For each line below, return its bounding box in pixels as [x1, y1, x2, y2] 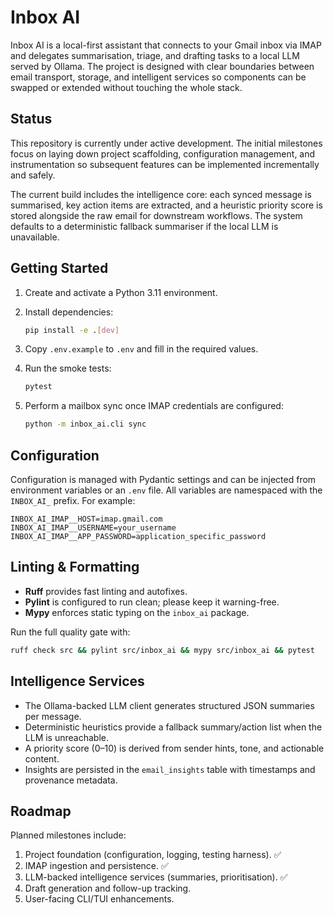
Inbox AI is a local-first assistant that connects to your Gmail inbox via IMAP [10, 39, 322, 51]
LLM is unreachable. [24, 731, 109, 743]
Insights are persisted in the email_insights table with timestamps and [24, 763, 316, 775]
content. [24, 752, 60, 765]
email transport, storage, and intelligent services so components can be [10, 71, 307, 83]
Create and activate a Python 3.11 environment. [24, 286, 218, 298]
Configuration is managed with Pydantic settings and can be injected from [10, 474, 317, 485]
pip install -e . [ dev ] [24, 325, 120, 335]
